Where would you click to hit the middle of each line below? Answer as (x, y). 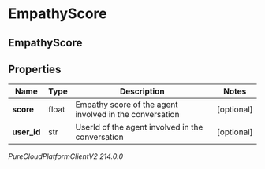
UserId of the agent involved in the (139, 127)
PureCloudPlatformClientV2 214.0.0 (66, 156)
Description (142, 91)
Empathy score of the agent (127, 105)
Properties (35, 69)
